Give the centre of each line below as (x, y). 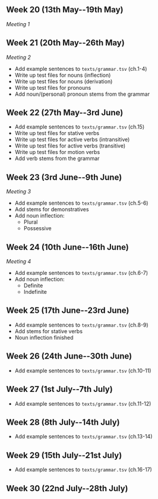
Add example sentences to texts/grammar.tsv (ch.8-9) (81, 325)
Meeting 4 (19, 262)
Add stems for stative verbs (49, 331)
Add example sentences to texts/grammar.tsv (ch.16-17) (83, 470)
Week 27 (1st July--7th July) (59, 389)
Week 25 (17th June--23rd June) (68, 311)
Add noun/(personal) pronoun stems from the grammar (82, 94)
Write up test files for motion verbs (57, 152)
